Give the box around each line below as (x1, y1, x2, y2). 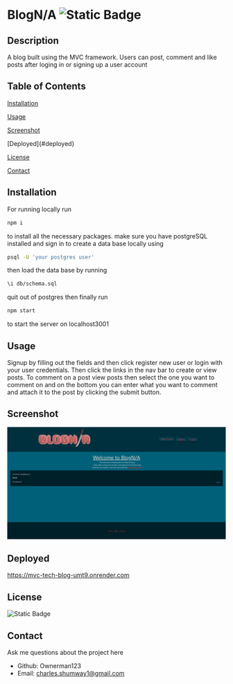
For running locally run (7, 205, 71, 213)
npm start (7, 307, 36, 314)
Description (7, 35, 59, 47)
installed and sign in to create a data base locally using (7, 239, 164, 247)
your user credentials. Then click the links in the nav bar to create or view (7, 366, 217, 374)
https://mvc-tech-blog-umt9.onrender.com (7, 571, 130, 580)
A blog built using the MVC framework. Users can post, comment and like (7, 53, 217, 61)
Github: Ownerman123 (17, 662, 82, 670)
